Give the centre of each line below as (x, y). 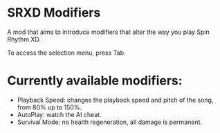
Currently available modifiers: (95, 81)
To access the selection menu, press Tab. (66, 53)
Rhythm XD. (24, 39)
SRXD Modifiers (54, 13)
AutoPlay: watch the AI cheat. (59, 114)
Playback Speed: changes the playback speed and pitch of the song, (115, 100)
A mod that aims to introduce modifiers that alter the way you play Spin (108, 32)
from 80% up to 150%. (49, 107)
